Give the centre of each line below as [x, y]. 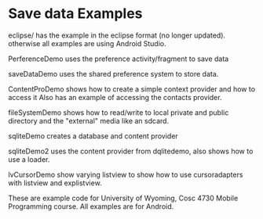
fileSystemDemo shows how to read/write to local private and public [119, 112]
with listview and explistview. [55, 183]
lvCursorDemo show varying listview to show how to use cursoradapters [126, 174]
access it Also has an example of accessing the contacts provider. [115, 97]
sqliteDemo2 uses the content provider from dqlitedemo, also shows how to [131, 151]
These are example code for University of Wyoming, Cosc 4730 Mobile [123, 198]
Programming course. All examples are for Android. [91, 206]
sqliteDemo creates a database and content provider [93, 136]
